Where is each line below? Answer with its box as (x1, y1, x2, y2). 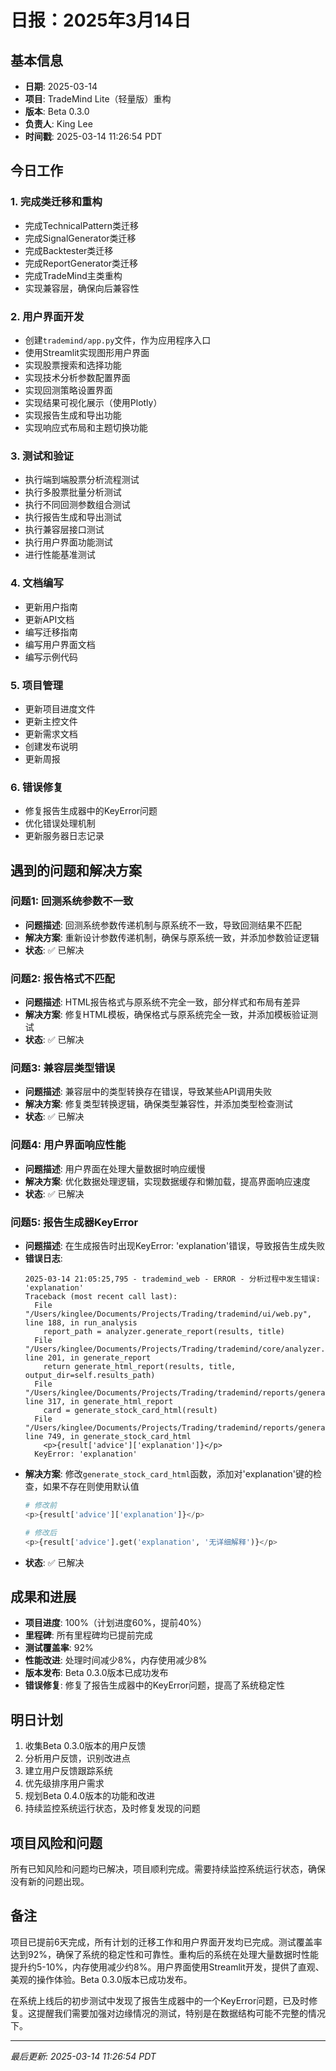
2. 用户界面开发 (10, 309, 85, 323)
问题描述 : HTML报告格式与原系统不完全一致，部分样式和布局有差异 (24, 996, 301, 1008)
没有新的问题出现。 (10, 1875, 90, 1887)
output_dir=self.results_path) (24, 1371, 156, 1381)
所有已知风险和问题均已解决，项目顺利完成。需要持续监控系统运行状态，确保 (10, 1862, 326, 1875)
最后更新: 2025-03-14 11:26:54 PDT (10, 2050, 157, 2062)
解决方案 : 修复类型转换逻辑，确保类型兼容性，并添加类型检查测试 (24, 1098, 293, 1110)
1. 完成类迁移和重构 (10, 195, 103, 209)
